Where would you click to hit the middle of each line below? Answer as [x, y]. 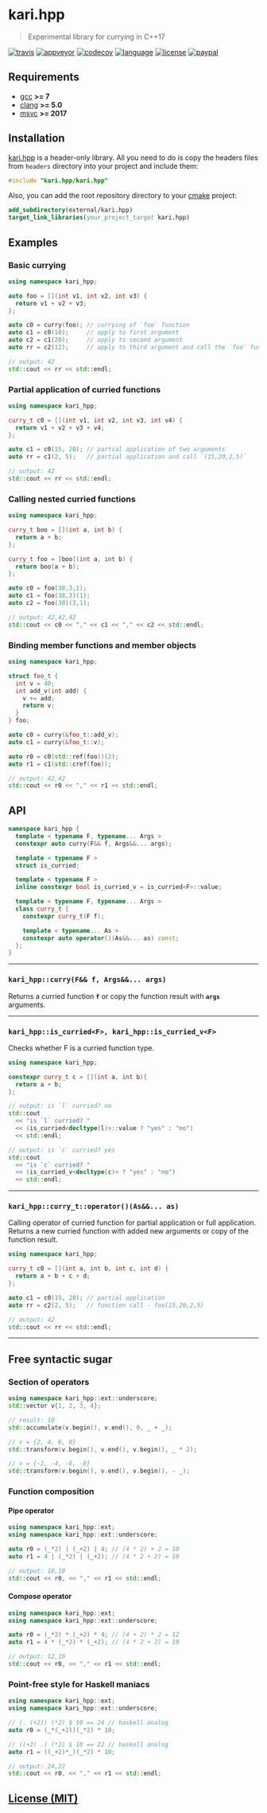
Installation [37, 138]
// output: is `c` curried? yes [62, 1150]
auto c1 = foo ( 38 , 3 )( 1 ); [49, 596]
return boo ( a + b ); [48, 567]
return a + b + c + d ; [53, 1276]
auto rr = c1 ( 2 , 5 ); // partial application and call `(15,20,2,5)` [128, 457]
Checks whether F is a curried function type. [81, 1047]
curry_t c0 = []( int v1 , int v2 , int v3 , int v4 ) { [96, 420]
